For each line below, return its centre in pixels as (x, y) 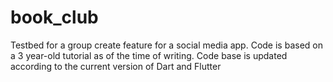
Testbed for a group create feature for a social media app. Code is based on (166, 45)
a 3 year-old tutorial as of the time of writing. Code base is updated (149, 55)
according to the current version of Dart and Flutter (116, 66)
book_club (54, 17)
